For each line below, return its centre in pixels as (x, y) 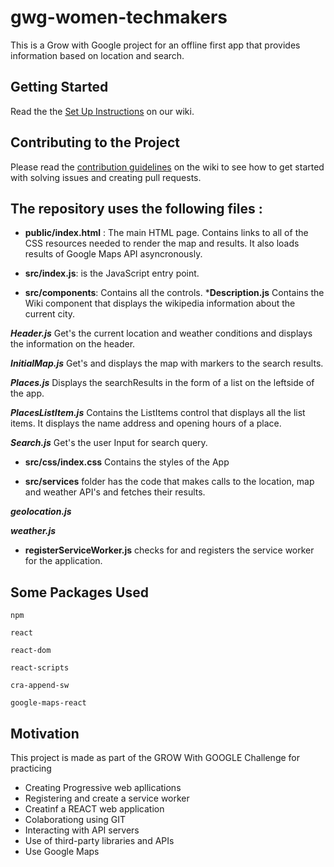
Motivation (45, 733)
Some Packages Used (79, 592)
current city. (50, 314)
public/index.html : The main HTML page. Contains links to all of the (166, 233)
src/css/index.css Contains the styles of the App (127, 462)
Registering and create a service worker (107, 798)
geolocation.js (41, 512)
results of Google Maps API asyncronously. (113, 254)
